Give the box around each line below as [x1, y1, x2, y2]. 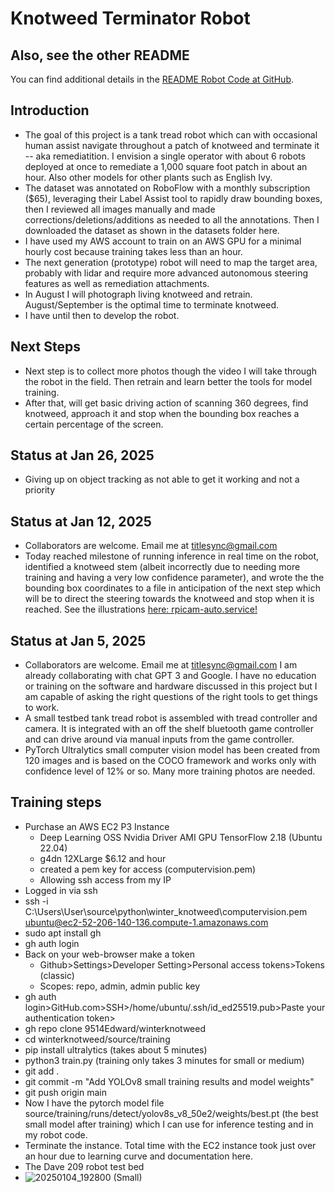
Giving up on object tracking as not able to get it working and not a [24, 473, 300, 486]
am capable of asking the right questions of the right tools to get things [24, 691, 318, 703]
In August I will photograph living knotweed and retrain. [24, 288, 253, 300]
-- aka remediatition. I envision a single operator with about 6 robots [24, 150, 306, 162]
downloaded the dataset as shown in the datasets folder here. [24, 224, 280, 236]
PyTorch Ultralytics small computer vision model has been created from [24, 744, 320, 756]
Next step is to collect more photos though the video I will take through [24, 365, 317, 377]
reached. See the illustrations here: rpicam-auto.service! [24, 603, 258, 616]
